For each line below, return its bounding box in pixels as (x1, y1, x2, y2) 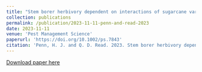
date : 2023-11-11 (6, 25, 50, 32)
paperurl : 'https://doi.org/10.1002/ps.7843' (6, 37, 122, 43)
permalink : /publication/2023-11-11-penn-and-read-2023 (6, 20, 149, 26)
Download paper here (6, 58, 60, 66)
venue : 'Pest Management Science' (6, 31, 93, 37)
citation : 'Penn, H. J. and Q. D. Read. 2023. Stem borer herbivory (6, 43, 182, 49)
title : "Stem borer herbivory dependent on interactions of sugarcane (6, 8, 187, 15)
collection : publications (6, 14, 71, 20)
